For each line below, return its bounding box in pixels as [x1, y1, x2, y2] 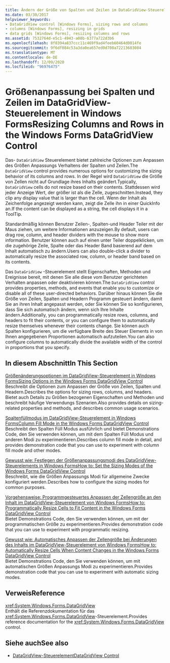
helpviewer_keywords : [5, 17, 51, 22]
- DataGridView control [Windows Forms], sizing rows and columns [5, 21, 148, 27]
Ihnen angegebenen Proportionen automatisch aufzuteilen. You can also [5, 334, 155, 340]
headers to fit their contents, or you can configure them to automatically [5, 318, 155, 324]
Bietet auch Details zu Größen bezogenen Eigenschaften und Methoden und [5, 394, 164, 400]
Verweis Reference [5, 589, 65, 598]
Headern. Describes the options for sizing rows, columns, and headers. [5, 389, 153, 395]
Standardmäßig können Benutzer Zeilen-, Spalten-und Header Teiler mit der [5, 221, 163, 227]
